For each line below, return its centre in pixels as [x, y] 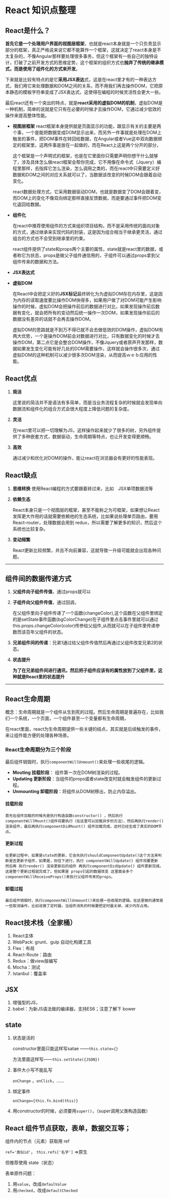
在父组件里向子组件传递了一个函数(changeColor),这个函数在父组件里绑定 [88, 613]
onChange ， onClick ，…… [38, 1081]
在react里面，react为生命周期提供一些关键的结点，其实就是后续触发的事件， [84, 729]
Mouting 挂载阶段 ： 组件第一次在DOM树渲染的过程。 [68, 772]
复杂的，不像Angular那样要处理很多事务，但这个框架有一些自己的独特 [81, 56]
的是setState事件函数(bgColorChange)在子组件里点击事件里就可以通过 [85, 619]
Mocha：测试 [26, 967]
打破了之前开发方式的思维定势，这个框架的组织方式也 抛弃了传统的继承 [87, 63]
